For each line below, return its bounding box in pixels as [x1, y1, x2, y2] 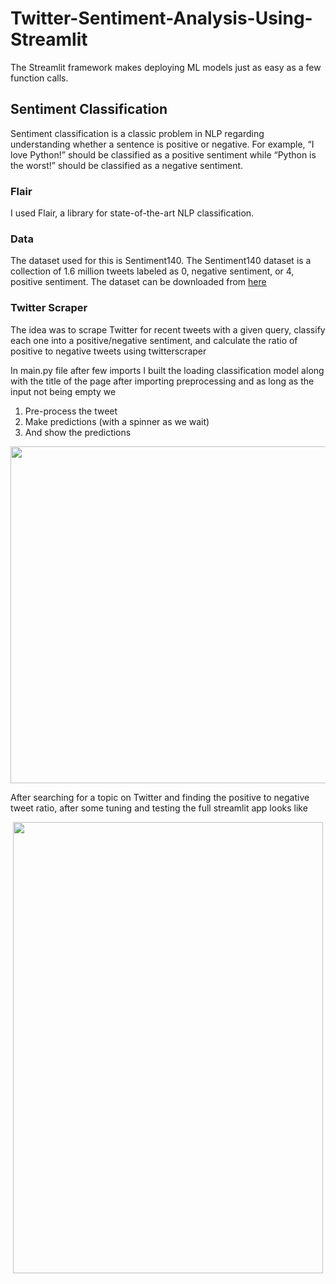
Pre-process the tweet [24, 405, 118, 417]
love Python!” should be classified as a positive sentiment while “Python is [10, 148, 317, 161]
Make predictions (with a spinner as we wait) [24, 415, 210, 427]
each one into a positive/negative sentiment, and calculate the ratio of [10, 334, 298, 346]
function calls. [10, 72, 69, 84]
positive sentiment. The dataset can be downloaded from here [10, 276, 267, 288]
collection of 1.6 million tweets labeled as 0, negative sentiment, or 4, [10, 265, 295, 277]
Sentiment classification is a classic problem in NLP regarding [10, 127, 265, 139]
